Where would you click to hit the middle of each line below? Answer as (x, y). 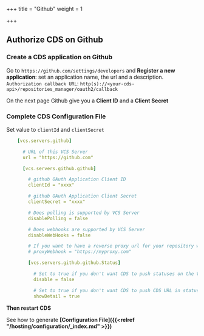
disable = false (54, 279)
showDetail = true (56, 296)
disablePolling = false (58, 218)
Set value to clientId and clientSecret (55, 129)
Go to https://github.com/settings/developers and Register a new (91, 70)
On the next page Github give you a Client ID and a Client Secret (87, 101)
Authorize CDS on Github (55, 40)
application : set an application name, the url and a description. (85, 77)
